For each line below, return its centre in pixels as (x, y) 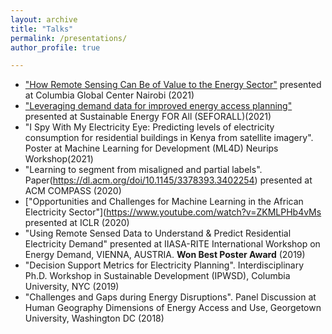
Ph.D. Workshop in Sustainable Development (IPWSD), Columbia (157, 276)
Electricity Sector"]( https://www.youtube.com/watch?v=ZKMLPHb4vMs (173, 212)
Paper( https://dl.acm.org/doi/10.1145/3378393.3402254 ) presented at (168, 180)
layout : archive (44, 19)
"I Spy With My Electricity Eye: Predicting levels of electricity (149, 127)
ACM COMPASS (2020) (73, 191)
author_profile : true (55, 47)
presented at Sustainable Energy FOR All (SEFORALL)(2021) (148, 117)
